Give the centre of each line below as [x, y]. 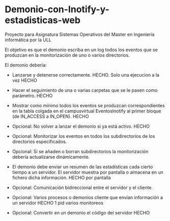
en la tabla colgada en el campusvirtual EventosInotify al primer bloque [87, 111]
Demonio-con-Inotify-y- [57, 9]
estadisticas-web [43, 20]
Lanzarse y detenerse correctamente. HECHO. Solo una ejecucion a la [86, 75]
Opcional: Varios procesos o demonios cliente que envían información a [88, 197]
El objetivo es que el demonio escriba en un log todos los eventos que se [81, 50]
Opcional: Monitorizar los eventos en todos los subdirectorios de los [83, 136]
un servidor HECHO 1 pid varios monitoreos [58, 203]
